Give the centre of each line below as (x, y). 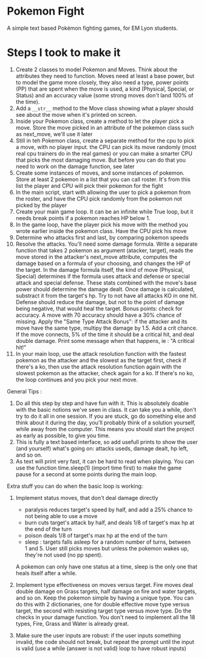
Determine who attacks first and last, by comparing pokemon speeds (102, 237)
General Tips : (24, 391)
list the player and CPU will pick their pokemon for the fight (89, 185)
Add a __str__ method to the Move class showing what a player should (104, 108)
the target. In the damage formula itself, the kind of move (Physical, (100, 269)
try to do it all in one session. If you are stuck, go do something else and (106, 416)
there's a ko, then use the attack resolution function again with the (98, 367)
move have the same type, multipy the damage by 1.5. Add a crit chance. (107, 328)
